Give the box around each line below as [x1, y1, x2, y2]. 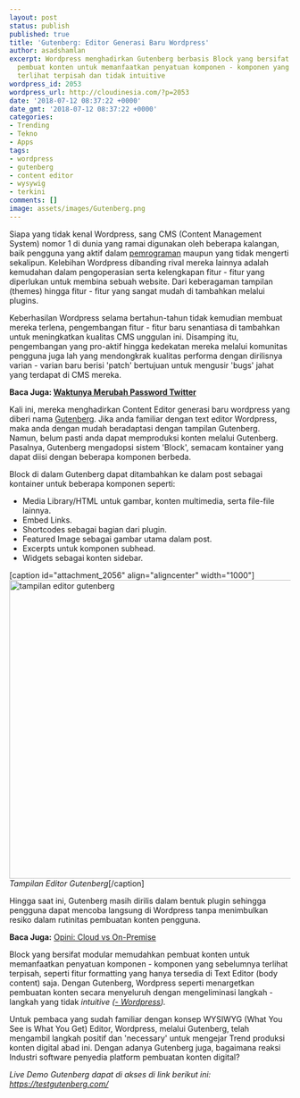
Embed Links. [21, 515, 73, 525]
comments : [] [9, 196, 58, 205]
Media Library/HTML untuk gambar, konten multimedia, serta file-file [21, 495, 275, 506]
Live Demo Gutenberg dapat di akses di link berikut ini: [9, 1069, 212, 1079]
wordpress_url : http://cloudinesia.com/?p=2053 [9, 88, 190, 96]
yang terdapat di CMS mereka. [9, 369, 122, 380]
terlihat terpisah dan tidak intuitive [17, 71, 166, 80]
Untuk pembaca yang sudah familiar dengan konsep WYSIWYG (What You [9, 1013, 283, 1024]
